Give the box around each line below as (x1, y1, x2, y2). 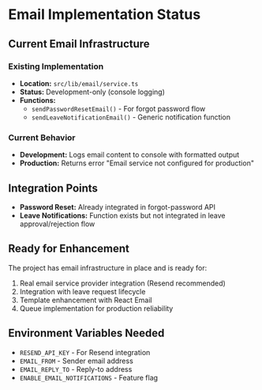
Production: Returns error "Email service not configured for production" (19, 158, 255, 168)
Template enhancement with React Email (19, 295, 152, 305)
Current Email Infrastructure (8, 37, 150, 51)
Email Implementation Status (8, 6, 201, 24)
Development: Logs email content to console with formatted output (19, 150, 240, 160)
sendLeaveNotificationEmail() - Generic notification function (31, 112, 231, 122)
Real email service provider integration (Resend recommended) (19, 278, 226, 288)
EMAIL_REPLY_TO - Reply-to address (19, 364, 133, 373)
